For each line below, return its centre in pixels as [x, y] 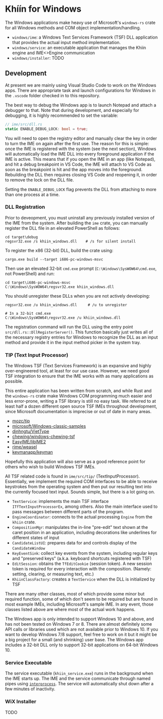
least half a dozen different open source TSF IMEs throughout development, [81, 406]
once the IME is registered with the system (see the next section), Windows [81, 149]
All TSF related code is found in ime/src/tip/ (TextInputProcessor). [72, 476]
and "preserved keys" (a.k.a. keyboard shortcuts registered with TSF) [82, 559]
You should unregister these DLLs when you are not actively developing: [78, 296]
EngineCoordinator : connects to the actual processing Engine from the [82, 517]
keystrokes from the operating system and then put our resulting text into [78, 487]
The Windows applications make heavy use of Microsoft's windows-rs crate [80, 22]
